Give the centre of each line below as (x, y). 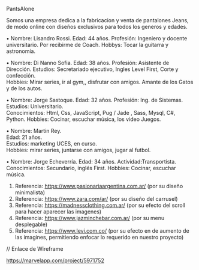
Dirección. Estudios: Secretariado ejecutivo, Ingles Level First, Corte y (92, 69)
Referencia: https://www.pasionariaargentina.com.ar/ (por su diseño (99, 186)
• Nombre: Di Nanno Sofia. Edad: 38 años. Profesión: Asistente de (88, 63)
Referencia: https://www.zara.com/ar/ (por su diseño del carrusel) (96, 199)
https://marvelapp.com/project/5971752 (55, 260)
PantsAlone (20, 9)
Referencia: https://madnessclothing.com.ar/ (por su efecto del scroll (100, 205)
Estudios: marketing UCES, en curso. (52, 143)
